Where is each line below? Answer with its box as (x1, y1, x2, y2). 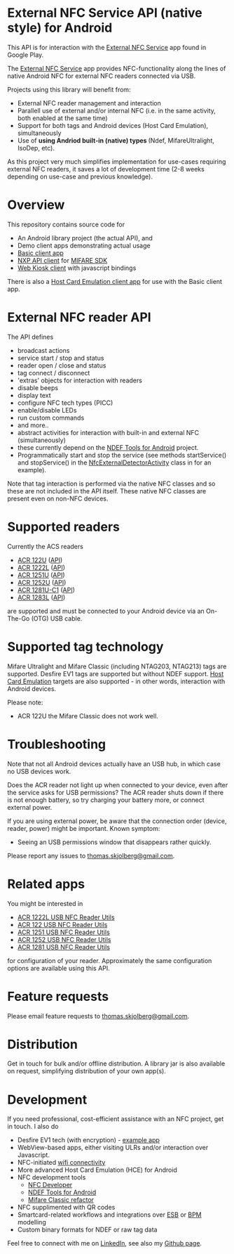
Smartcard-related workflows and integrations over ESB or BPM (17, 1210, 202, 1219)
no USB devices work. (7, 767, 71, 775)
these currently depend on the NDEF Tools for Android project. (17, 443, 199, 451)
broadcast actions (17, 346, 70, 354)
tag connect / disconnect (17, 368, 90, 377)
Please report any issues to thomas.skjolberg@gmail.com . (7, 851, 175, 860)
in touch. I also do (7, 1123, 59, 1131)
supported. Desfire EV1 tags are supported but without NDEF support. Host (7, 669, 224, 678)
